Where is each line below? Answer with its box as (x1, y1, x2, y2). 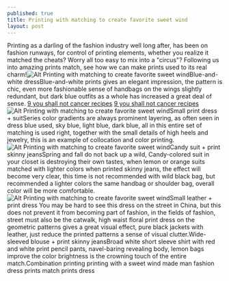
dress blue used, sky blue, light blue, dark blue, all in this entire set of (7, 121, 202, 130)
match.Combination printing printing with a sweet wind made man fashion (7, 259, 215, 267)
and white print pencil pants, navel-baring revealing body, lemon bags (7, 245, 204, 253)
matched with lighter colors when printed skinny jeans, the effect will (7, 165, 201, 173)
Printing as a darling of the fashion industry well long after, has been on (7, 42, 208, 50)
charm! (7, 70, 27, 79)
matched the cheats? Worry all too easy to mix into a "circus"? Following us (7, 56, 219, 64)
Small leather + (170, 194, 213, 202)
